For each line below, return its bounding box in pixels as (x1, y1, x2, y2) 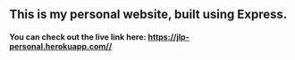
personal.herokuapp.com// (9, 41, 113, 51)
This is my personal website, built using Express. (9, 7, 288, 22)
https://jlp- (147, 31, 190, 42)
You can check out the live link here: (9, 31, 147, 42)
